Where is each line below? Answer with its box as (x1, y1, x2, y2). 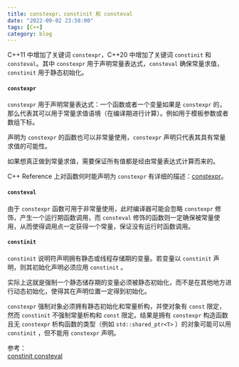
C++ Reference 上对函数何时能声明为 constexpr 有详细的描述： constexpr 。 (7, 172, 228, 181)
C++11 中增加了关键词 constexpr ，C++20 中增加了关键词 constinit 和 (7, 50, 212, 59)
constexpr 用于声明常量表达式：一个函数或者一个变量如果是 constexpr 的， (7, 100, 226, 109)
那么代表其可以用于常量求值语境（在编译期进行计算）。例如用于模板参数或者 (7, 109, 229, 118)
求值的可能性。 (7, 142, 51, 150)
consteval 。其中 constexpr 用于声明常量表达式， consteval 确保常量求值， (7, 60, 224, 68)
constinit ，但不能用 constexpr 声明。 (7, 328, 120, 337)
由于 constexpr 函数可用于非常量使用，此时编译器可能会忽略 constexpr (7, 204, 213, 213)
